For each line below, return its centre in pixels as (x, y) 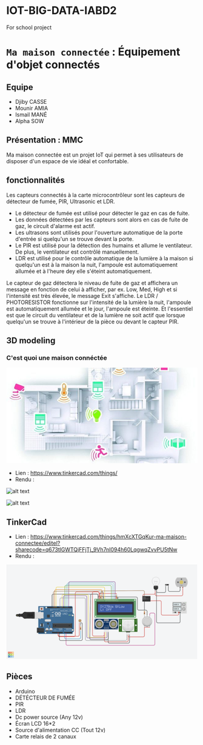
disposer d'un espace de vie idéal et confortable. (68, 161)
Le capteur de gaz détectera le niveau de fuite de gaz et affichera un (92, 283)
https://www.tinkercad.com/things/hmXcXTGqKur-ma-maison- (108, 537)
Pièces (19, 677)
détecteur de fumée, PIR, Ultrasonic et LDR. (61, 201)
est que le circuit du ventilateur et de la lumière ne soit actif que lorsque (96, 315)
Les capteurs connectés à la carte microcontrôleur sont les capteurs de (95, 195)
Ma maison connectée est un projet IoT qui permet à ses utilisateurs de (95, 155)
